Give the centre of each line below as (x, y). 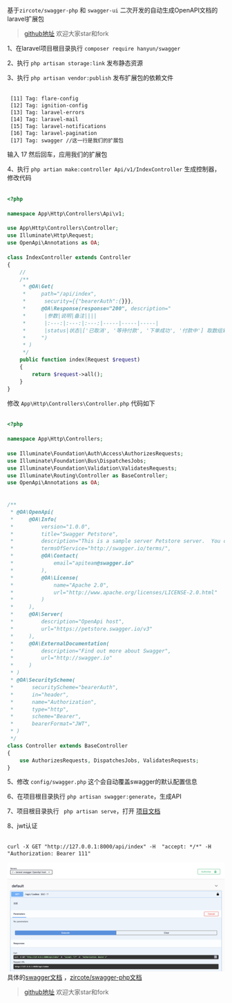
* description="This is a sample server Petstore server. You (115, 541)
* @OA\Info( (33, 519)
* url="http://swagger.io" (61, 658)
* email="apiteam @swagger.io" (72, 563)
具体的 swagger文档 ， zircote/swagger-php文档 (75, 977)
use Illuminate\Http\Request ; (51, 236)
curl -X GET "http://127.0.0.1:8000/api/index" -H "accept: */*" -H (109, 847)
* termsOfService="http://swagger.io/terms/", (90, 549)
